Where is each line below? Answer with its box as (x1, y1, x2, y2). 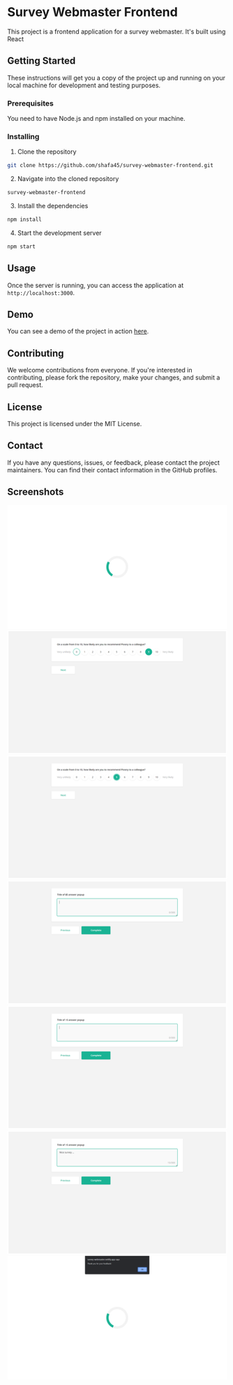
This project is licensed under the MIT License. (7, 420, 142, 428)
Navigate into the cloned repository (17, 175, 119, 183)
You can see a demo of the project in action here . (7, 327, 149, 335)
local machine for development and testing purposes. (7, 81, 161, 89)
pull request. (7, 381, 43, 389)
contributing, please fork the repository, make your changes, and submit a (7, 373, 220, 382)
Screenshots (7, 486, 64, 498)
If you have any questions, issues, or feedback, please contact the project (7, 458, 220, 467)
